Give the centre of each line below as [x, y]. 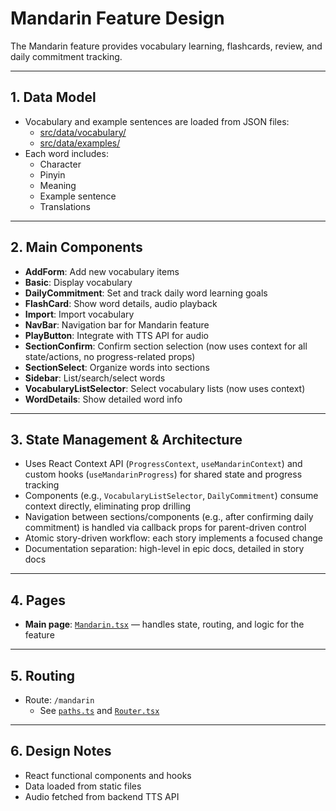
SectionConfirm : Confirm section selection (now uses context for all [166, 346]
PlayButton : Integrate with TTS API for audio [116, 335]
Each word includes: [66, 153]
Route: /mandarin [59, 700]
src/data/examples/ [80, 143]
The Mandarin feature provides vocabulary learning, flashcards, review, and [166, 46]
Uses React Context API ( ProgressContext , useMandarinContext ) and [163, 464]
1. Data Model [53, 97]
